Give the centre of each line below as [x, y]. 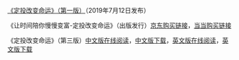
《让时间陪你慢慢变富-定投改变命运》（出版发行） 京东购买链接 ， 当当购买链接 [119, 25]
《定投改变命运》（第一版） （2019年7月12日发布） [79, 10]
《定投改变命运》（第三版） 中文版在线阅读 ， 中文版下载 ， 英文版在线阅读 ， [115, 40]
